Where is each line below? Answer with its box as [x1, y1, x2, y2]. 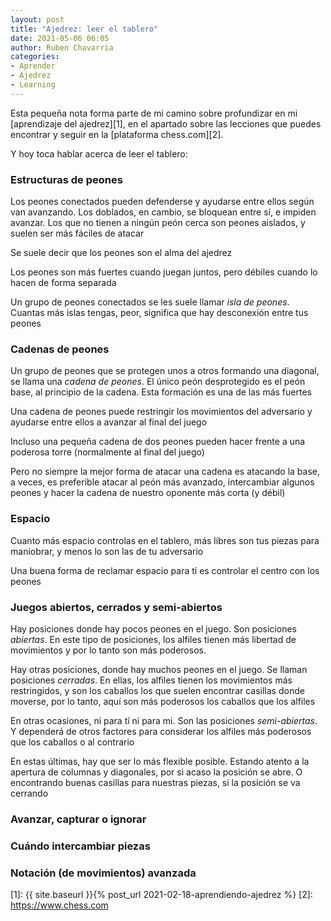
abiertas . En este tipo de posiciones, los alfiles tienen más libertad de [10, 633, 297, 645]
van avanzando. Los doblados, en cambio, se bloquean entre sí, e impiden [10, 206, 317, 218]
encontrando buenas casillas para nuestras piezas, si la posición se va [10, 776, 301, 788]
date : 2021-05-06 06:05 [10, 33, 110, 43]
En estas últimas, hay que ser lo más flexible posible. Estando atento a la [10, 755, 310, 767]
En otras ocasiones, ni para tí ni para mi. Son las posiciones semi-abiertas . [10, 714, 318, 726]
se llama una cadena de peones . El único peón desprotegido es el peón [10, 376, 306, 388]
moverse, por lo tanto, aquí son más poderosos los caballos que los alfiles [10, 695, 316, 707]
